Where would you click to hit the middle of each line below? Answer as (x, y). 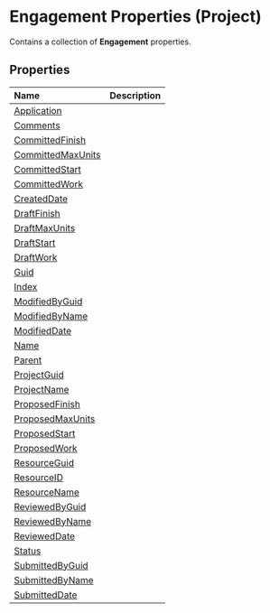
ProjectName (42, 389)
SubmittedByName (54, 580)
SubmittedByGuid (51, 565)
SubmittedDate (46, 595)
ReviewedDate (44, 536)
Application (38, 110)
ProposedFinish (47, 404)
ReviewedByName (53, 521)
